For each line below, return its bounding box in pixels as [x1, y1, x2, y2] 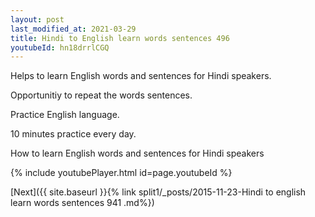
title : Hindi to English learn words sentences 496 [10, 33, 230, 43]
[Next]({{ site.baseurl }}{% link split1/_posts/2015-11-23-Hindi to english [10, 186, 307, 198]
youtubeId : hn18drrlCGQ [10, 42, 110, 53]
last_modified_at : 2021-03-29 [10, 24, 137, 34]
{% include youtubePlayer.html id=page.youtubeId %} [10, 167, 233, 179]
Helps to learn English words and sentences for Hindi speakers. [10, 70, 272, 82]
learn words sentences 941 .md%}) [10, 197, 155, 209]
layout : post [10, 14, 65, 25]
